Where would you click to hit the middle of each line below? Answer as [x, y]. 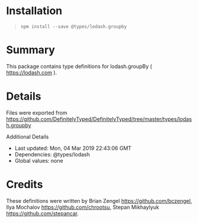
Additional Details [27, 136]
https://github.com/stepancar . [43, 213]
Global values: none [39, 160]
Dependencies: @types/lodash [52, 154]
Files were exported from [37, 113]
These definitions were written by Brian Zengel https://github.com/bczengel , [99, 201]
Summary [30, 50]
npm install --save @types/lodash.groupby [74, 27]
